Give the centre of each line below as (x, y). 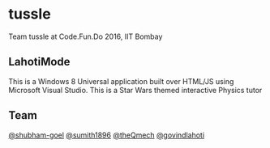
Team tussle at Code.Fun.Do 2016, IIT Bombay (86, 36)
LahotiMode (39, 62)
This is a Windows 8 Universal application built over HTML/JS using (121, 81)
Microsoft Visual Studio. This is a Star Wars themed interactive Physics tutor (135, 90)
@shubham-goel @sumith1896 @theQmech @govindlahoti (107, 135)
